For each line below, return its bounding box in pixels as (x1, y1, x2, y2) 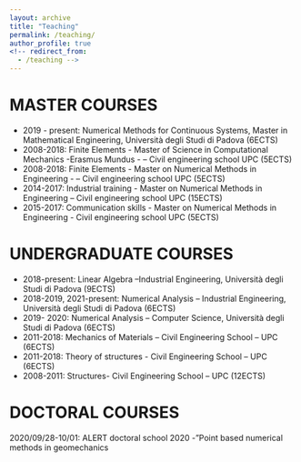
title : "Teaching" (9, 22, 79, 31)
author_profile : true (9, 38, 92, 48)
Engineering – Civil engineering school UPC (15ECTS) (22, 192, 223, 203)
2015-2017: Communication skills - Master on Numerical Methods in (22, 202, 277, 213)
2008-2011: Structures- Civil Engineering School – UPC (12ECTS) (22, 370, 266, 381)
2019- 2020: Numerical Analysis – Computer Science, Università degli (22, 312, 285, 323)
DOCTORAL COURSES (9, 402, 180, 423)
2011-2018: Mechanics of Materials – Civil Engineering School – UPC (22, 331, 279, 342)
